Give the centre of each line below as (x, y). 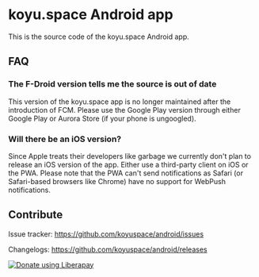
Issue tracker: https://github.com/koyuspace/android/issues (106, 234)
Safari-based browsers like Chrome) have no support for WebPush (117, 181)
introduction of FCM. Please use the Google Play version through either (125, 110)
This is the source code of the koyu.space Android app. (99, 37)
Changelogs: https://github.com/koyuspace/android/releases (108, 249)
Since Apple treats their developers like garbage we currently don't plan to (130, 156)
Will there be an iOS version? (65, 139)
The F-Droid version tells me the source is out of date (112, 84)
